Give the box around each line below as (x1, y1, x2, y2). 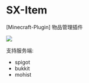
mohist (14, 71, 32, 78)
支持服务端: (6, 47, 34, 54)
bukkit (14, 65, 30, 72)
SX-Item (6, 4, 48, 17)
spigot (14, 58, 31, 65)
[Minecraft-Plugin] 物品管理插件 (6, 23, 84, 30)
